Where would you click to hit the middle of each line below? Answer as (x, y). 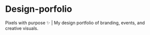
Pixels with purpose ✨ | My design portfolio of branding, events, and (75, 23)
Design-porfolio (39, 9)
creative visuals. (22, 28)
